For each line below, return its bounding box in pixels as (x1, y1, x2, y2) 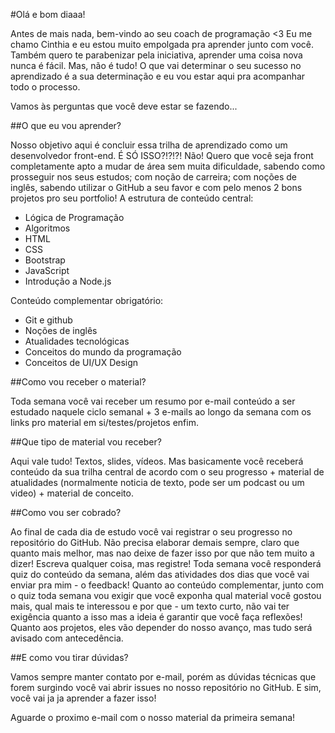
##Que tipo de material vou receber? (10, 436, 162, 448)
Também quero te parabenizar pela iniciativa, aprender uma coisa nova (10, 49, 303, 61)
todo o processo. (10, 81, 81, 93)
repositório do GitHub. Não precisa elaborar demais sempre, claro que (10, 537, 300, 548)
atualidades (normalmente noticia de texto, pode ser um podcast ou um (10, 477, 305, 488)
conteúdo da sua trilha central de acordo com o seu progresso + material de (10, 466, 325, 478)
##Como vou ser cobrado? (10, 507, 122, 518)
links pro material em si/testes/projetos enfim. (10, 417, 199, 428)
